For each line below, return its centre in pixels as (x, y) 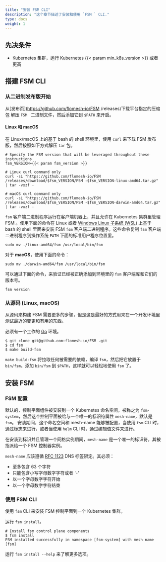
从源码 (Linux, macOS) (32, 303)
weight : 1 (15, 24)
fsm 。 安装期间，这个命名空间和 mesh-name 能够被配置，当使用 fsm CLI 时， (83, 422)
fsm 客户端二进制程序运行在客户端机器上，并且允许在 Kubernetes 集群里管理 (83, 216)
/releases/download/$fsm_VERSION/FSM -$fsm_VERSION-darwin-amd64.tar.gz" (83, 202)
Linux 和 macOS (22, 127)
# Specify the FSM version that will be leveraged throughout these (77, 155)
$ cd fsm (14, 345)
